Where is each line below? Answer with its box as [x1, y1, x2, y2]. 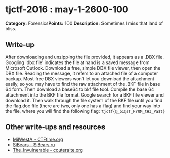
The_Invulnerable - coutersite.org [12, 147, 83, 153]
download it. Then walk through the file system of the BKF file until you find [5, 97, 163, 103]
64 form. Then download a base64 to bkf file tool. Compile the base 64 [5, 86, 154, 92]
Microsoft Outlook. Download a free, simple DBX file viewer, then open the [5, 65, 161, 71]
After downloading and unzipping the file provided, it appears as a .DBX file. [5, 54, 164, 60]
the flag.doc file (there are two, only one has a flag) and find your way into [5, 103, 161, 109]
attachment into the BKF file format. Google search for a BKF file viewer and [5, 91, 164, 98]
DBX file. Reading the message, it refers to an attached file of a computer [5, 70, 158, 76]
